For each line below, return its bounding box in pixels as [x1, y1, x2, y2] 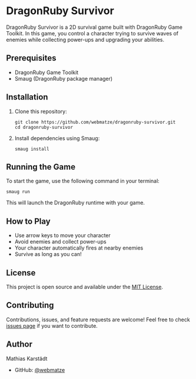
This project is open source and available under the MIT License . [6, 284, 164, 290]
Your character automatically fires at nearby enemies [14, 244, 144, 251]
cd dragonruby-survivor [14, 124, 74, 130]
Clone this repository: [14, 108, 67, 115]
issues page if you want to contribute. [6, 322, 98, 329]
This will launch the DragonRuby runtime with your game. [6, 199, 145, 207]
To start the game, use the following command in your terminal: [6, 178, 160, 185]
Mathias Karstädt [6, 355, 48, 362]
